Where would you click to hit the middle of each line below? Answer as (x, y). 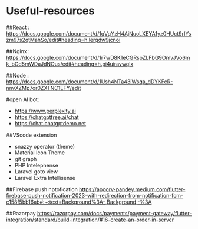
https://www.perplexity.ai (45, 111)
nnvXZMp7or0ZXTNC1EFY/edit (44, 88)
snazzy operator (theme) (45, 146)
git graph (26, 159)
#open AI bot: (23, 99)
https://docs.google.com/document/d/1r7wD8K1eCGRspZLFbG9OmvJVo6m (98, 57)
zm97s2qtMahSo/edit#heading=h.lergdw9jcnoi (63, 40)
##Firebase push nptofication (42, 189)
